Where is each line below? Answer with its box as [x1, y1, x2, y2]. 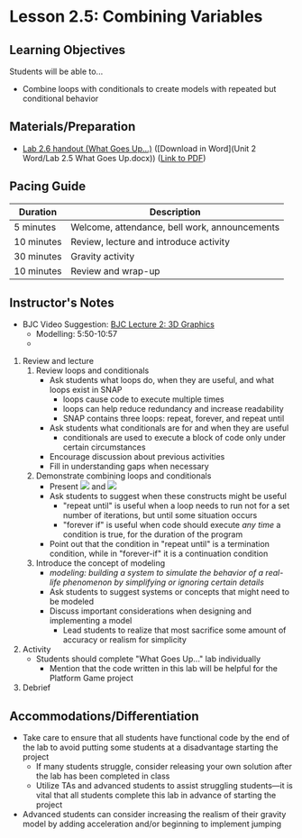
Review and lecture [22, 356, 95, 367]
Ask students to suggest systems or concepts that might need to [49, 587, 290, 597]
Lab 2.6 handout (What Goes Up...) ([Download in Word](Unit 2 [22, 142, 257, 154]
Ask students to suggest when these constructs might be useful [49, 491, 287, 502]
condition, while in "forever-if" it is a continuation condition [49, 548, 269, 560]
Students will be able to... [9, 66, 104, 77]
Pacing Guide [9, 178, 87, 195]
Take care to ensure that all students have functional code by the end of [22, 733, 290, 743]
